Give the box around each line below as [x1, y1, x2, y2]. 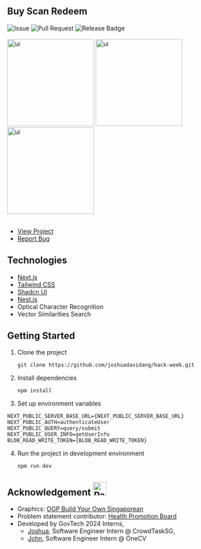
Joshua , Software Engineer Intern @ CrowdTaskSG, [27, 527, 175, 535]
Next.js [17, 273, 38, 281]
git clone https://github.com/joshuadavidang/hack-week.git [17, 362, 195, 369]
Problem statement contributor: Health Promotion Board [17, 512, 177, 521]
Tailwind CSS [17, 280, 55, 289]
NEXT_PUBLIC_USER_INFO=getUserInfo [7, 431, 110, 438]
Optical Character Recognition [17, 302, 104, 311]
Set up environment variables [17, 399, 102, 408]
